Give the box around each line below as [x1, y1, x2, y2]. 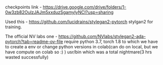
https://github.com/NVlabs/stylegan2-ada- [58, 34, 146, 39]
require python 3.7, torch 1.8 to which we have [64, 39, 158, 44]
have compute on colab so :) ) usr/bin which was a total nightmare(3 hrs [5, 49, 152, 55]
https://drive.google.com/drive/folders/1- [43, 4, 126, 10]
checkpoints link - [5, 4, 42, 10]
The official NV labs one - [5, 34, 58, 39]
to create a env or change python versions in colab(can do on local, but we [5, 44, 159, 49]
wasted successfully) [5, 54, 49, 60]
